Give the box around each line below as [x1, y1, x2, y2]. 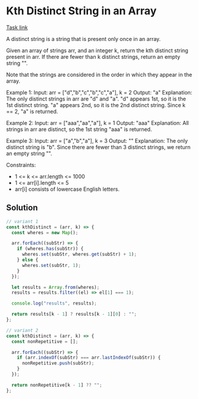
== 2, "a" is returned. [6, 108, 58, 115]
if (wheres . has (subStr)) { [17, 246, 84, 252]
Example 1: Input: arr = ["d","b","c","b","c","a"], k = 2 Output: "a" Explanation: [6, 89, 193, 96]
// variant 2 [6, 327, 39, 334]
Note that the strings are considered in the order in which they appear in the [6, 71, 192, 78]
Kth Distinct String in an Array [6, 4, 157, 18]
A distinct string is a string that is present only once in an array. [6, 35, 161, 42]
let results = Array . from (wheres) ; [11, 284, 100, 290]
